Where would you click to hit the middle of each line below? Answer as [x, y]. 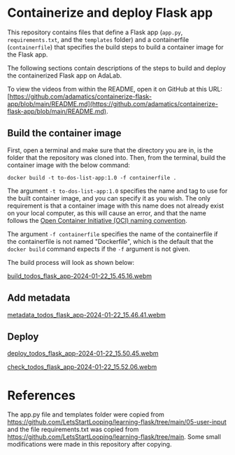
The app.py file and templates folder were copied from [86, 414]
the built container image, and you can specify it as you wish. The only [109, 198]
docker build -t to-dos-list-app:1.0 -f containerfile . [92, 178]
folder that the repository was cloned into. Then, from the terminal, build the [116, 157]
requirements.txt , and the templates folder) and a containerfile [98, 39]
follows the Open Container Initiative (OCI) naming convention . [97, 220]
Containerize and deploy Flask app [110, 13]
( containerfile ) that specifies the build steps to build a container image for [115, 47]
